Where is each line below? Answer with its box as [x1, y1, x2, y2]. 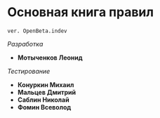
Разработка [7, 39, 44, 48]
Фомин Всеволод [17, 103, 72, 111]
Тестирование [7, 67, 51, 75]
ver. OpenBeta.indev [7, 27, 68, 34]
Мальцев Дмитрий [17, 88, 76, 96]
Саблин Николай [17, 96, 69, 104]
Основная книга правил [7, 4, 154, 20]
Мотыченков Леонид [17, 53, 83, 62]
